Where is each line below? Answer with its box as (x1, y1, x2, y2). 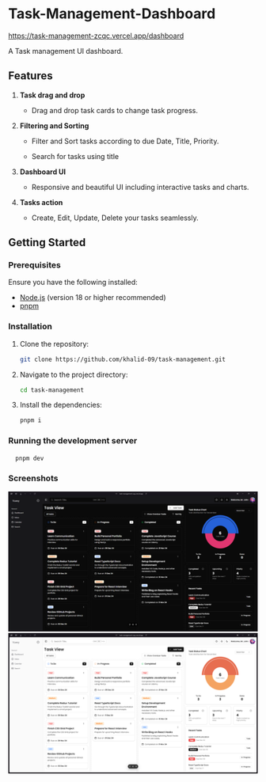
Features (8, 69, 53, 83)
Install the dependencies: (19, 400, 103, 410)
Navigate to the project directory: (19, 370, 128, 379)
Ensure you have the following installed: (8, 278, 139, 287)
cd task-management (19, 385, 85, 394)
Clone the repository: (19, 339, 89, 348)
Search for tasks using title (31, 151, 120, 161)
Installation (8, 321, 53, 332)
